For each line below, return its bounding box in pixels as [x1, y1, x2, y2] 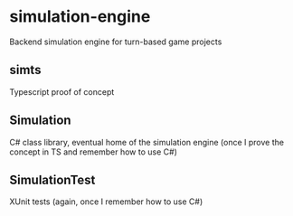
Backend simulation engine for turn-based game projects [9, 36, 222, 47]
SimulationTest [9, 172, 96, 187]
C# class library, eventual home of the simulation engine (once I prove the [9, 136, 285, 147]
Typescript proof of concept [9, 86, 115, 97]
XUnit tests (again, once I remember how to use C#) [9, 196, 203, 207]
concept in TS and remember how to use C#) [9, 146, 178, 157]
